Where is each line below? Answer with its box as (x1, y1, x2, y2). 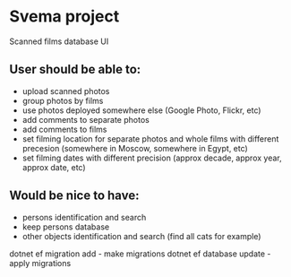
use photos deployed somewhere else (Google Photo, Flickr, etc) (21, 105, 261, 116)
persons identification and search (21, 212, 147, 222)
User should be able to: (9, 62, 141, 77)
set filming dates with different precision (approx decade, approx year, (21, 152, 282, 163)
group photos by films (21, 95, 104, 106)
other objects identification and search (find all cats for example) (21, 230, 261, 241)
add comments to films (21, 124, 107, 134)
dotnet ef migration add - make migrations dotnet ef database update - (9, 248, 271, 259)
